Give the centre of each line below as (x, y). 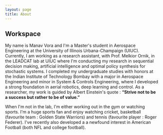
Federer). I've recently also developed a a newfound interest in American (78, 122)
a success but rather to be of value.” (43, 97)
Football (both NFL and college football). (45, 128)
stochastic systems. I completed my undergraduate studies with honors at (79, 72)
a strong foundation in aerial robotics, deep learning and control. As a (75, 87)
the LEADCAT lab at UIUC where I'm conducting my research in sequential (80, 61)
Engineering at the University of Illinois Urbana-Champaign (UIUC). (72, 51)
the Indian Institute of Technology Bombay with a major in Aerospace (74, 77)
